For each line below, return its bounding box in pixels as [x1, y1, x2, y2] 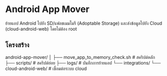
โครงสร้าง [5, 41, 29, 49]
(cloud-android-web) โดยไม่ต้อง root [5, 26, 77, 32]
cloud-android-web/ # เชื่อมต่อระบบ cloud [5, 65, 87, 71]
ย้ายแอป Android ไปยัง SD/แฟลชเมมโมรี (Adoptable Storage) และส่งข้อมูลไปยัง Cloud [5, 20, 162, 26]
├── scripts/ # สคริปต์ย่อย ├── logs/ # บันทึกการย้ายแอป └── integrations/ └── [5, 59, 161, 66]
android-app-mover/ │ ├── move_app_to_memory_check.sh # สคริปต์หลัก [5, 54, 155, 60]
